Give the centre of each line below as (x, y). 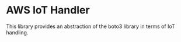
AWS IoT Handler (48, 10)
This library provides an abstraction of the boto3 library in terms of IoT (90, 26)
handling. (17, 32)
